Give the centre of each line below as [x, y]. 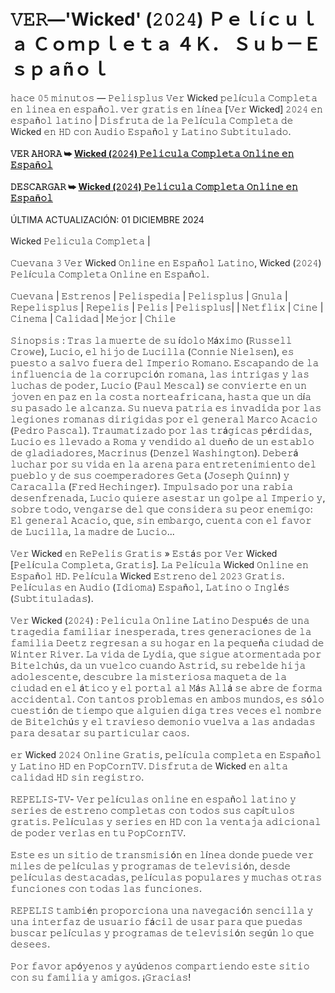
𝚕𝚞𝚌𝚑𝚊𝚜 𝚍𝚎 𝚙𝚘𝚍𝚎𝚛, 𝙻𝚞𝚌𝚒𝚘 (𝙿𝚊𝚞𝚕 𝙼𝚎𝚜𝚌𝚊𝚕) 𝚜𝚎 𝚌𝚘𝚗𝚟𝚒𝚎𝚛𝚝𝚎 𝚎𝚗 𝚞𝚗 [159, 385]
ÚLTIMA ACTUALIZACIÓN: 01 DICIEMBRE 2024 [107, 219]
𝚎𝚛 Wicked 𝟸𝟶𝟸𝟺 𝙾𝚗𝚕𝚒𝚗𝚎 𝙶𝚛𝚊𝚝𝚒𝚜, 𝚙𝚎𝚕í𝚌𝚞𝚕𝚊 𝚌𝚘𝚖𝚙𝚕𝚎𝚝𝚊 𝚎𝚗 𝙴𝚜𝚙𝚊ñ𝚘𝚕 [166, 754]
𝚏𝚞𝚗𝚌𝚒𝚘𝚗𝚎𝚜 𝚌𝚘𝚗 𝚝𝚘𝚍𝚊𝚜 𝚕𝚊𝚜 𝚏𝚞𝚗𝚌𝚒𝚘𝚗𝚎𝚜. [106, 888]
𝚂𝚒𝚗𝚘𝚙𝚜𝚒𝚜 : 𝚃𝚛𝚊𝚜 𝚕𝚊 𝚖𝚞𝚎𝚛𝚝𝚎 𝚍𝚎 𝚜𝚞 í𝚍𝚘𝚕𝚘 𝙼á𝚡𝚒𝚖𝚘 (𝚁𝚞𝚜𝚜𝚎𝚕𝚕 [151, 340]
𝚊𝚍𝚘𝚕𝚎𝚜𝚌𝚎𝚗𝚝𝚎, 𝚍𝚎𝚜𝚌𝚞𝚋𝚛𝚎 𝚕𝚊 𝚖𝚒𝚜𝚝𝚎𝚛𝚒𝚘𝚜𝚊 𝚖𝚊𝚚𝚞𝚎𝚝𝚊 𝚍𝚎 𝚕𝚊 [149, 676]
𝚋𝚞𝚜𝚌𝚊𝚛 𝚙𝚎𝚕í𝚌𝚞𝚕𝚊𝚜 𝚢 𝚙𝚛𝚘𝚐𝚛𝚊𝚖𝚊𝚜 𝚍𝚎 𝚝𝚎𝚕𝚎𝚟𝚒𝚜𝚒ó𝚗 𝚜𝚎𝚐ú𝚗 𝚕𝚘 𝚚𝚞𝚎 [162, 932]
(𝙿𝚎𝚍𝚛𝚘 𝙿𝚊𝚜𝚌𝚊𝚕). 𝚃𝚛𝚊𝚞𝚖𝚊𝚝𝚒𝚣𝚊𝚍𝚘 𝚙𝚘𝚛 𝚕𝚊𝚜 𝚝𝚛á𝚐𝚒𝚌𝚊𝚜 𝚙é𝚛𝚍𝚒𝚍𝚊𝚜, [161, 430]
